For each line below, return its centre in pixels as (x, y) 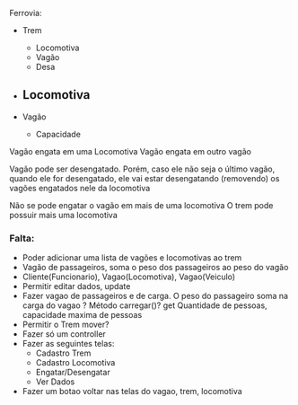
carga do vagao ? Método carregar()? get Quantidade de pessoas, (145, 305)
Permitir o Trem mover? (66, 325)
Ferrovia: (26, 13)
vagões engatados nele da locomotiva (80, 188)
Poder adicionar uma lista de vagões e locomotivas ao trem (132, 258)
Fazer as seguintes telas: (68, 344)
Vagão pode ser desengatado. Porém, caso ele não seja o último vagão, (142, 169)
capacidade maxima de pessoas (82, 315)
